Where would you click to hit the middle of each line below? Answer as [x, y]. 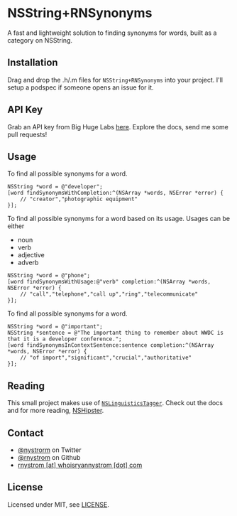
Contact [26, 432]
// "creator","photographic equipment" [79, 199]
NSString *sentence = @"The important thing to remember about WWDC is [115, 333]
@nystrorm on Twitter [49, 450]
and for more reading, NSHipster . [56, 411]
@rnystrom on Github [49, 457]
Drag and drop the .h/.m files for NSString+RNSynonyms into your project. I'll [115, 80]
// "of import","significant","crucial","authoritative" [106, 358]
